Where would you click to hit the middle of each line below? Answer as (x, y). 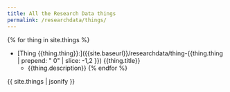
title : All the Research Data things (62, 13)
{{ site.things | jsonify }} (41, 81)
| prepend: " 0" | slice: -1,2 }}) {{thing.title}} (79, 60)
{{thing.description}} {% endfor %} (78, 68)
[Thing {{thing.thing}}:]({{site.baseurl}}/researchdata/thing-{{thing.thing (120, 53)
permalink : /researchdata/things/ (57, 20)
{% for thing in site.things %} (48, 39)
